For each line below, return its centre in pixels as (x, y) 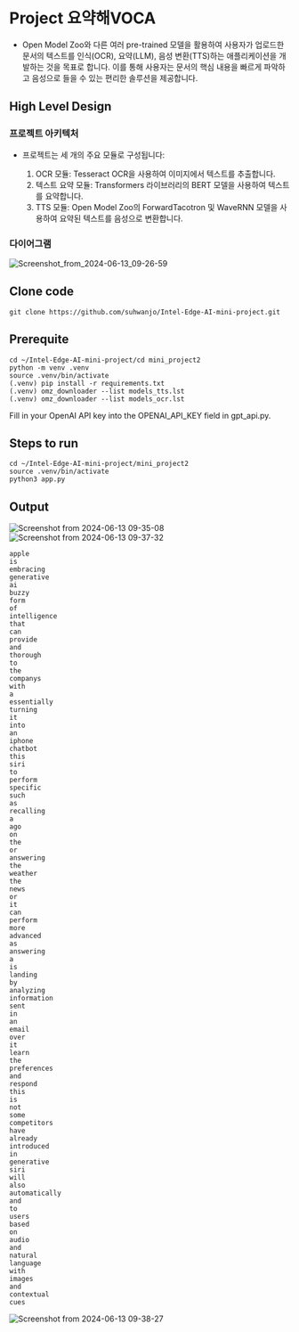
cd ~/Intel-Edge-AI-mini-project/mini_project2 (99, 464)
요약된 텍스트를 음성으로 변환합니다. (121, 218)
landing (24, 975)
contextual (29, 1295)
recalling (28, 812)
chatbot (24, 749)
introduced (29, 1147)
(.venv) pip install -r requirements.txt (87, 383)
